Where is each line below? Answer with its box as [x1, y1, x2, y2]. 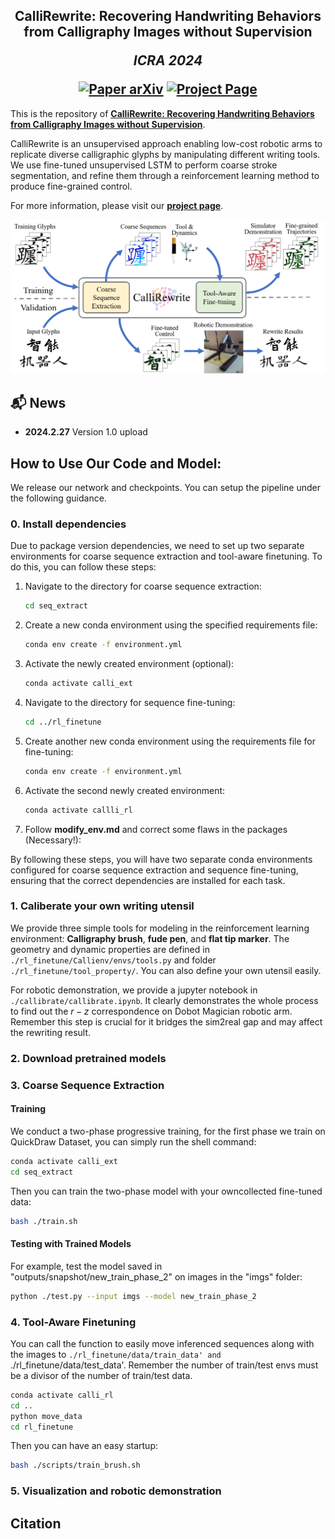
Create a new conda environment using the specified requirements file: [24, 619, 318, 631]
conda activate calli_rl [10, 1390, 114, 1400]
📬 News [10, 394, 67, 411]
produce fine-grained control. [10, 180, 133, 192]
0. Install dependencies [10, 517, 127, 531]
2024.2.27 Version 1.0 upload [24, 426, 148, 438]
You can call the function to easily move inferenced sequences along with [10, 1337, 315, 1349]
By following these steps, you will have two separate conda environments [10, 853, 313, 865]
